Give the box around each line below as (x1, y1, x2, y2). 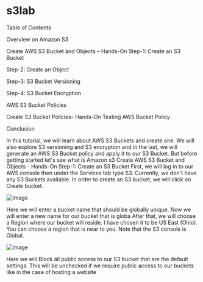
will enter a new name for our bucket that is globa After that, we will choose (6, 212, 196, 220)
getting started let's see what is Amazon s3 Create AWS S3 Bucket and (6, 156, 185, 164)
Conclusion (6, 125, 35, 132)
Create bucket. (6, 182, 44, 189)
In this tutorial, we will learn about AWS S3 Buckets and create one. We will (6, 137, 194, 144)
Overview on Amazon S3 (6, 35, 69, 43)
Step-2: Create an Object (6, 65, 69, 73)
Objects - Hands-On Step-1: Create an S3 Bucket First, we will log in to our (6, 162, 194, 170)
